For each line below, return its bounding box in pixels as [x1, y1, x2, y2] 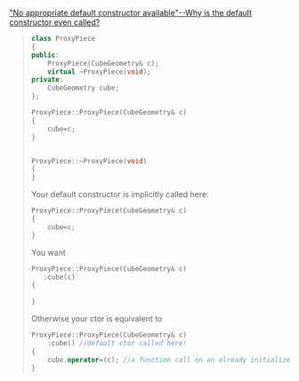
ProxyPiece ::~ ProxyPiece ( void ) [30, 156, 148, 165]
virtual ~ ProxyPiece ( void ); [47, 67, 151, 76]
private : [30, 75, 64, 84]
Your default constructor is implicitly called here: [30, 189, 209, 200]
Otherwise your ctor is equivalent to [30, 314, 163, 323]
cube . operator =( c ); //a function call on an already [47, 355, 247, 364]
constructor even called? [9, 17, 101, 28]
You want [30, 247, 67, 258]
